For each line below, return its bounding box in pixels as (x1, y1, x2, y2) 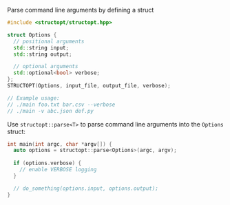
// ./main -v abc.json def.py (7, 107, 94, 114)
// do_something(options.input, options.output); (13, 185, 158, 192)
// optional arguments (13, 63, 79, 70)
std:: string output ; (13, 51, 72, 58)
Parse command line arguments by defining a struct (7, 6, 154, 14)
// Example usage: (7, 94, 60, 102)
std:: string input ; (13, 44, 70, 51)
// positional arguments (13, 38, 85, 45)
